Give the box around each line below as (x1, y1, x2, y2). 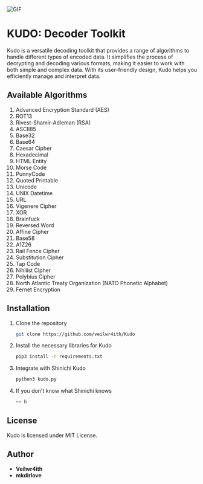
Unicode (15, 183, 37, 190)
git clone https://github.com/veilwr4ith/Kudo (15, 331, 135, 337)
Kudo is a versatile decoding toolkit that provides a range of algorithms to (7, 47, 190, 54)
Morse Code (15, 164, 47, 171)
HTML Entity (15, 157, 47, 164)
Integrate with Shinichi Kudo (15, 364, 86, 372)
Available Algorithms (7, 90, 88, 100)
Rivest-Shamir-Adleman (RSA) (15, 118, 91, 126)
